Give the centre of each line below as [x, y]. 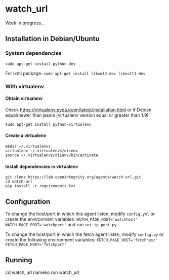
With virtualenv [25, 86]
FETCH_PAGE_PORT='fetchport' [36, 244]
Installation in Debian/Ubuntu [52, 39]
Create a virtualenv [26, 135]
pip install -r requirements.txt [40, 186]
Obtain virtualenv [24, 98]
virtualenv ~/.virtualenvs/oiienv [42, 151]
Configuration [28, 202]
